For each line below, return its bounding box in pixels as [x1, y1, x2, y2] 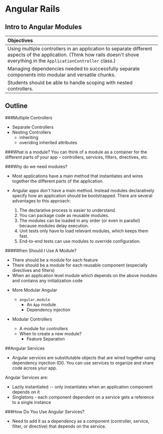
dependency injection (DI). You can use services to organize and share [12, 360, 154, 366]
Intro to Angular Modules [5, 23, 82, 31]
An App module [26, 301, 56, 307]
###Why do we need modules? [5, 164, 68, 169]
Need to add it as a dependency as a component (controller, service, [12, 418, 149, 424]
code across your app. [12, 365, 57, 371]
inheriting [19, 134, 39, 140]
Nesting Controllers [12, 129, 51, 135]
